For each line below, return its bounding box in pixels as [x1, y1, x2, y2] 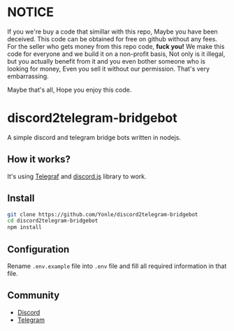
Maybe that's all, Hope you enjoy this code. [7, 85, 132, 94]
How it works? [7, 153, 71, 165]
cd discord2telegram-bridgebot [7, 218, 98, 225]
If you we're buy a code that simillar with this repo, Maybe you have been [7, 27, 218, 36]
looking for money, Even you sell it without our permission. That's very [7, 64, 210, 73]
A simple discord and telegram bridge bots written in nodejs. [7, 133, 182, 141]
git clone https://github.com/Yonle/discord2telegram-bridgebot [7, 211, 198, 218]
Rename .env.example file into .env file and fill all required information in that [7, 262, 227, 270]
